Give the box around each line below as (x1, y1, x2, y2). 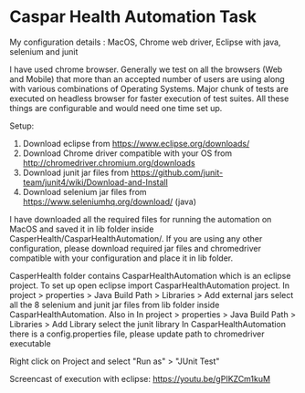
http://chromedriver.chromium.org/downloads (22, 157, 195, 168)
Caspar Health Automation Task (9, 6, 258, 27)
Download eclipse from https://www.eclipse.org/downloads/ (22, 138, 250, 149)
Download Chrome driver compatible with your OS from (22, 148, 233, 159)
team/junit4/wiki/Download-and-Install (22, 176, 169, 188)
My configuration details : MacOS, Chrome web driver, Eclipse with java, (9, 36, 281, 47)
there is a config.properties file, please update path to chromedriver (9, 328, 265, 339)
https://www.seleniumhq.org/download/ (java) (22, 196, 197, 207)
